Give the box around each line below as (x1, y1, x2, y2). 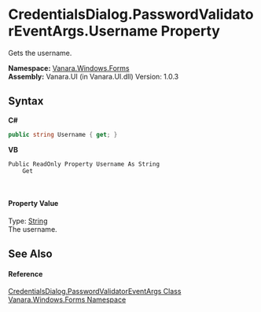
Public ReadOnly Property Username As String (8, 160, 160, 168)
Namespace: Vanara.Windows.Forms (8, 63, 130, 72)
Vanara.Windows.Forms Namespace (8, 295, 127, 304)
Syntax (8, 94, 44, 108)
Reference (8, 269, 43, 278)
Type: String (8, 216, 48, 226)
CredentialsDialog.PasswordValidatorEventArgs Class (8, 287, 182, 296)
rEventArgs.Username (8, 22, 159, 40)
